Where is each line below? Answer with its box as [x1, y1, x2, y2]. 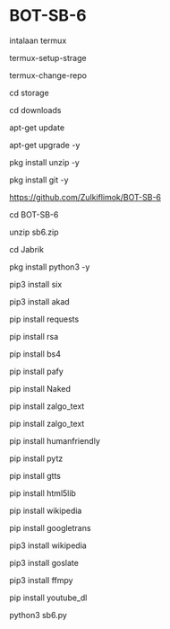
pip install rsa [9, 331, 59, 341]
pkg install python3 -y [9, 261, 90, 272]
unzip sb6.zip [9, 226, 60, 237]
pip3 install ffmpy [9, 574, 73, 585]
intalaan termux [9, 35, 67, 46]
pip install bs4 [9, 348, 61, 359]
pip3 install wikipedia [9, 540, 87, 551]
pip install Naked [9, 383, 72, 394]
